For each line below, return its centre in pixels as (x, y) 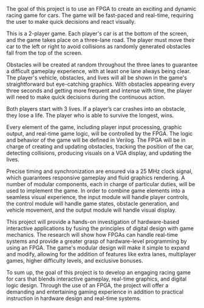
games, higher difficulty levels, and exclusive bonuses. (75, 261)
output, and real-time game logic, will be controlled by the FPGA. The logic (100, 134)
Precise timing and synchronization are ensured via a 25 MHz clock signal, (100, 171)
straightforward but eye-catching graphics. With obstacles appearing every (101, 84)
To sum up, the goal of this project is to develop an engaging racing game (99, 272)
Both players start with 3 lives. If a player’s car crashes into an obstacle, (96, 109)
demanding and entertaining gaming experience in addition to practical (95, 292)
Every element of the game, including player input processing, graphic (94, 127)
